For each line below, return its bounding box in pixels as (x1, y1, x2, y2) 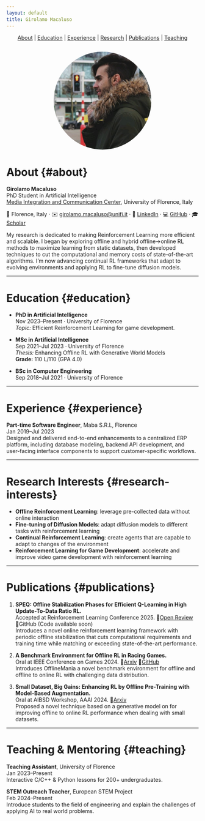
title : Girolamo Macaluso (6, 16, 72, 23)
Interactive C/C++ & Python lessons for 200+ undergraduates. (6, 776, 163, 784)
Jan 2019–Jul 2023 (6, 428, 54, 435)
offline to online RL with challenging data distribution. (15, 671, 149, 679)
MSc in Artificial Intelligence (15, 336, 89, 343)
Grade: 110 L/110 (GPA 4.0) (15, 356, 82, 363)
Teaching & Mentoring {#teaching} (6, 743, 186, 757)
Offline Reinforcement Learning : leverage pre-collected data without (15, 508, 190, 515)
